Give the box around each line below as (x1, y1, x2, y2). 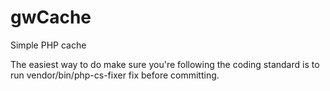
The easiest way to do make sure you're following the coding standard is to (10, 58, 320, 70)
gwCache (10, 6, 92, 29)
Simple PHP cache (10, 39, 87, 51)
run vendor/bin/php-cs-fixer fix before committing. (10, 69, 220, 81)
